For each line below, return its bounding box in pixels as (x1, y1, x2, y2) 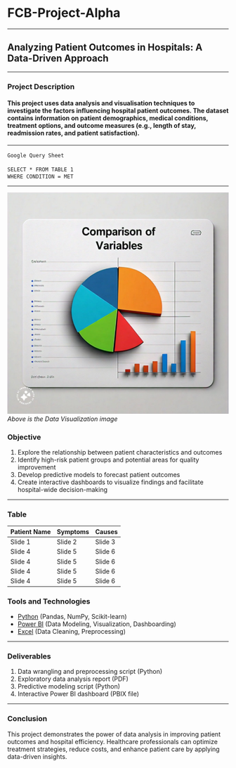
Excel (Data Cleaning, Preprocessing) (17, 627, 126, 636)
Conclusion (7, 714, 48, 724)
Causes (95, 527, 118, 535)
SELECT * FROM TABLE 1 (7, 166, 74, 173)
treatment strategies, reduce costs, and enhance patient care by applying (7, 745, 220, 753)
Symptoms (56, 527, 90, 535)
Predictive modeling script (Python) (17, 682, 121, 691)
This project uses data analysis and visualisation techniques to (7, 99, 195, 108)
